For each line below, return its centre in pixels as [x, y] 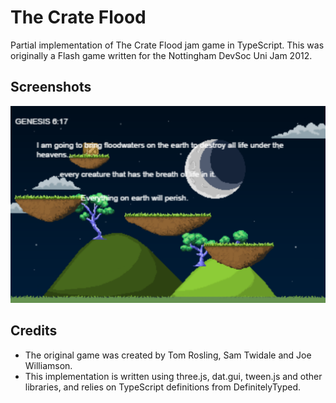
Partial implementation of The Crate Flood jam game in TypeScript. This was [167, 45]
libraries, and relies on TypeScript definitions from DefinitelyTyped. [163, 387]
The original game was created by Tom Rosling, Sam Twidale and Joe [168, 355]
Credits [34, 331]
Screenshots [51, 87]
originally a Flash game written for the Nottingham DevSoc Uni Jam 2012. [161, 55]
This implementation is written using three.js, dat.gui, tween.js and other [173, 376]
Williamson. [48, 365]
